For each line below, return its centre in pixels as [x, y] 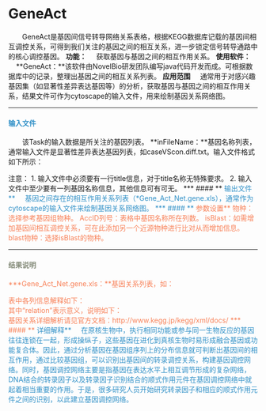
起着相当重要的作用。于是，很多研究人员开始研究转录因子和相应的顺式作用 [129, 390]
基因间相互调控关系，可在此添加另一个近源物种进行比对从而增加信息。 [129, 228]
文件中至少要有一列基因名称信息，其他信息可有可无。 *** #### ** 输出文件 [130, 189]
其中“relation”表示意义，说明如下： [65, 311]
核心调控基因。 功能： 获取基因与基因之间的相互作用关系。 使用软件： [133, 56]
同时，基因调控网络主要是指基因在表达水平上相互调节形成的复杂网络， [136, 370]
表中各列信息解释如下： [46, 300]
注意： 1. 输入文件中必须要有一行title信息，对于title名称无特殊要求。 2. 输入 [130, 179]
